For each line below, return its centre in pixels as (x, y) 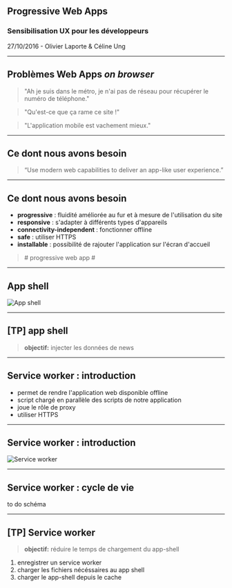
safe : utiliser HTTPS (47, 237)
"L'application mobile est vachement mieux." (87, 125)
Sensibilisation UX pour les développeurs (78, 31)
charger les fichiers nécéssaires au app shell (81, 570)
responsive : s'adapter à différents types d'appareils (92, 222)
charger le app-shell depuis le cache (69, 577)
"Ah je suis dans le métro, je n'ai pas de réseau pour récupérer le (116, 91)
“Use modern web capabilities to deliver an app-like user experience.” (124, 170)
